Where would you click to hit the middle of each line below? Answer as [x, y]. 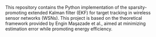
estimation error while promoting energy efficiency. [59, 29]
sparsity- [137, 7]
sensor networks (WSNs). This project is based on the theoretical [74, 18]
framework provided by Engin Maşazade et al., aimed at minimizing [75, 23]
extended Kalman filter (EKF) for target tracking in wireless [89, 13]
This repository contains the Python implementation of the [66, 7]
